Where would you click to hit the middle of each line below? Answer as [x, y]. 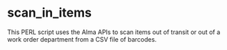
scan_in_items [50, 13]
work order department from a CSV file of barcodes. [82, 39]
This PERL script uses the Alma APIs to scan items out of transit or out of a [114, 32]
